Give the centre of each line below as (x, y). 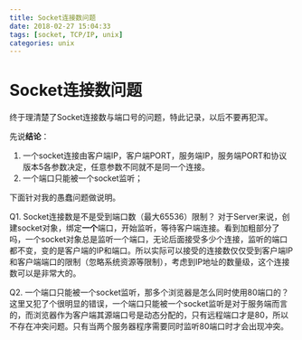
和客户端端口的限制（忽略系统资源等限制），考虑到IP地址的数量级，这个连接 (150, 262)
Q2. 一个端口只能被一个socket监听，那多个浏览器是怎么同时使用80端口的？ (149, 293)
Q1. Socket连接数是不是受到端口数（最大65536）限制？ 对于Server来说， (146, 217)
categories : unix (42, 43)
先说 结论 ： (29, 137)
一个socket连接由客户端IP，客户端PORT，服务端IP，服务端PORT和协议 (155, 156)
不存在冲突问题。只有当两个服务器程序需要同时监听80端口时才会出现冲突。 (149, 326)
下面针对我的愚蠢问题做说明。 (65, 198)
